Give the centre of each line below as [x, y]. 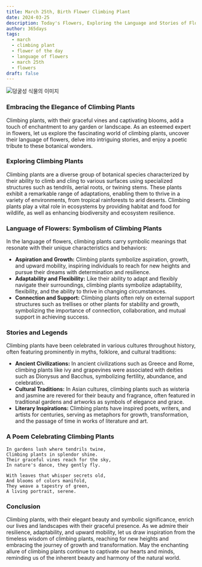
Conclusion [23, 506]
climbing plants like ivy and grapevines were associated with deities [99, 370]
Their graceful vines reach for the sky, [59, 460]
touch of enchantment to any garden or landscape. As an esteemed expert [99, 126]
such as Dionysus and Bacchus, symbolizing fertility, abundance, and [101, 376]
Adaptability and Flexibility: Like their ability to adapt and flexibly [96, 279]
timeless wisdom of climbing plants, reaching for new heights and [88, 539]
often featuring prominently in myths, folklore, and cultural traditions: [91, 352]
